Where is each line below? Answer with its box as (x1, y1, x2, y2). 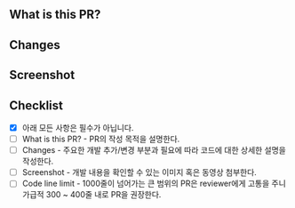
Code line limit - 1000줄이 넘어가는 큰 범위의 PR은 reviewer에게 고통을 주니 (21, 178, 286, 189)
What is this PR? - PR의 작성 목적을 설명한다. (21, 133, 180, 145)
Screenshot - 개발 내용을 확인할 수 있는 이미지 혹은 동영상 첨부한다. (21, 167, 258, 178)
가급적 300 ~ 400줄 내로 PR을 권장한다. (21, 189, 162, 200)
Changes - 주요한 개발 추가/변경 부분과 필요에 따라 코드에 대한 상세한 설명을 (21, 145, 286, 156)
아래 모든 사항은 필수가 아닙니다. (21, 122, 134, 132)
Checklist (9, 98, 64, 113)
